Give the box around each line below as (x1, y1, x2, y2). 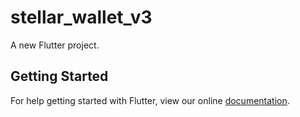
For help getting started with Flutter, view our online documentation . (10, 94, 290, 106)
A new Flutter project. (10, 39, 100, 51)
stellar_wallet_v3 (10, 6, 153, 29)
